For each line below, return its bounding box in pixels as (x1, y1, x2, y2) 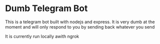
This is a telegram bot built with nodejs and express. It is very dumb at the (5, 19, 155, 25)
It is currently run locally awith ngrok (5, 33, 79, 39)
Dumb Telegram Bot (5, 3, 88, 14)
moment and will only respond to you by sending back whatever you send (5, 24, 155, 29)
